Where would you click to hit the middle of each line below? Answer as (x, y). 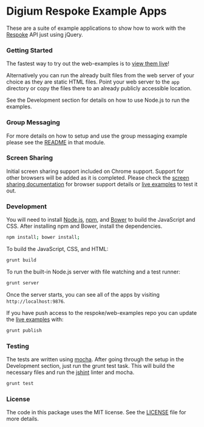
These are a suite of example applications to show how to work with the (96, 28)
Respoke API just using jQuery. (45, 34)
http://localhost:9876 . (36, 301)
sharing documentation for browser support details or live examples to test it (102, 184)
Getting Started (29, 50)
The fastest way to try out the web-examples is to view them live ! (88, 64)
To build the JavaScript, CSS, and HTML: (57, 249)
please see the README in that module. (56, 142)
